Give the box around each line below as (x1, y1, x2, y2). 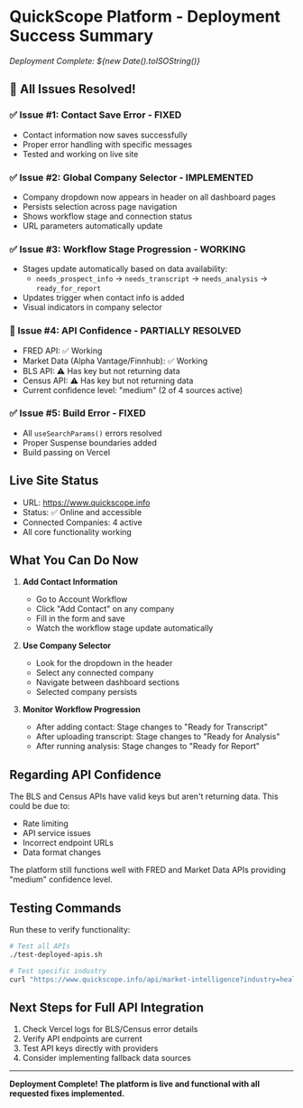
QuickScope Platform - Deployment (9, 6, 281, 27)
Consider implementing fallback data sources (22, 1053, 191, 1064)
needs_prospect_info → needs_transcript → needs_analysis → (35, 273, 269, 284)
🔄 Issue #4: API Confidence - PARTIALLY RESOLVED (9, 324, 242, 337)
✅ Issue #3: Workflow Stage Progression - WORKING (9, 242, 246, 255)
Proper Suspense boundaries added (22, 437, 158, 448)
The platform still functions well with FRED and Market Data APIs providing (9, 865, 287, 876)
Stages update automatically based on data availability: (22, 264, 228, 275)
